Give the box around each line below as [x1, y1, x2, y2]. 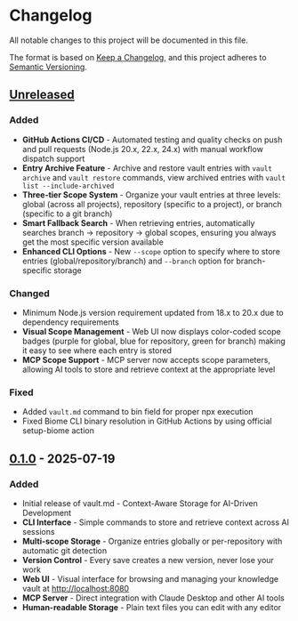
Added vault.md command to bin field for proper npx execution [21, 407, 254, 417]
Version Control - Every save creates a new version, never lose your [21, 554, 274, 565]
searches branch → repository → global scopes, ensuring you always [21, 227, 277, 238]
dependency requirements [21, 317, 120, 327]
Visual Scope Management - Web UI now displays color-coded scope [21, 326, 282, 336]
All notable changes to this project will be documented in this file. [9, 35, 249, 45]
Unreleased [9, 87, 76, 102]
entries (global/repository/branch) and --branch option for [21, 255, 234, 266]
